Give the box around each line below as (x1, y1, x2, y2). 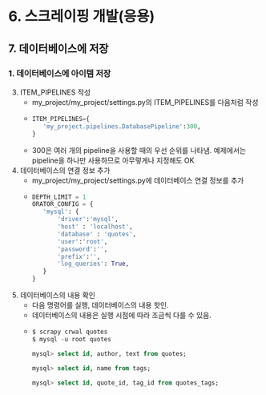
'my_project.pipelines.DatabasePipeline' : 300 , (42, 122, 202, 131)
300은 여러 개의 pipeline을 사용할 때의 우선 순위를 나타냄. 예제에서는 (31, 145, 247, 155)
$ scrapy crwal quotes (31, 328, 108, 336)
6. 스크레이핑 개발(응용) (8, 7, 155, 26)
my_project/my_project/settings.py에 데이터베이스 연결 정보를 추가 (31, 175, 244, 185)
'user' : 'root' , (57, 237, 108, 245)
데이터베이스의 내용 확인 (19, 290, 96, 300)
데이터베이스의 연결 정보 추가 (19, 165, 111, 175)
